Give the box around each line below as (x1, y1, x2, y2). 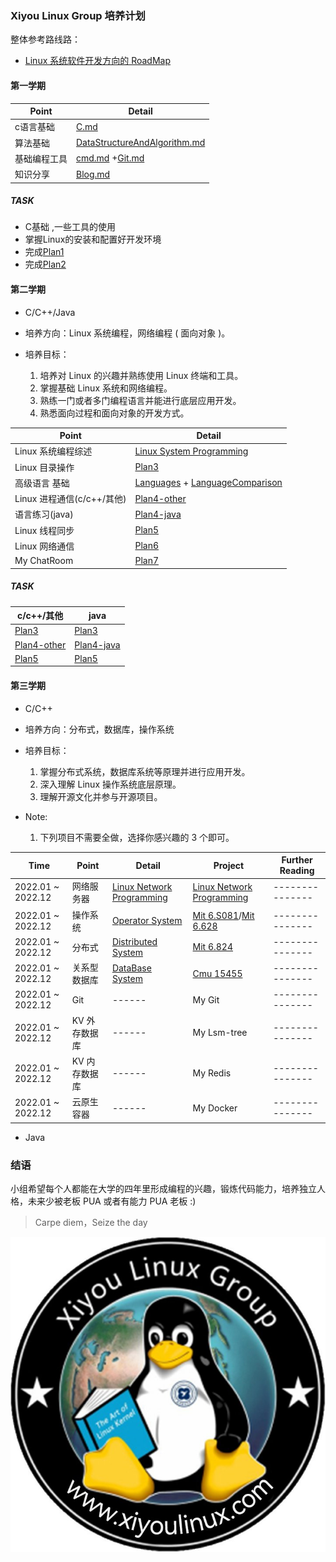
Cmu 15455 (192, 967, 243, 979)
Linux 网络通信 (14, 540, 75, 552)
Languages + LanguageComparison (134, 477, 283, 489)
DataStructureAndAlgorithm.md (76, 137, 206, 148)
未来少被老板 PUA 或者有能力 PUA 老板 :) (27, 1195, 197, 1207)
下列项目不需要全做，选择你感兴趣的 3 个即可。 (39, 831, 235, 843)
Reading (279, 865, 315, 877)
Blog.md (76, 168, 111, 180)
